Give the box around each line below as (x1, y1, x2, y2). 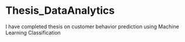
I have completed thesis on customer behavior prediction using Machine (5, 23, 179, 30)
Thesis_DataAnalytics (5, 4, 115, 17)
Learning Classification (5, 29, 61, 36)
